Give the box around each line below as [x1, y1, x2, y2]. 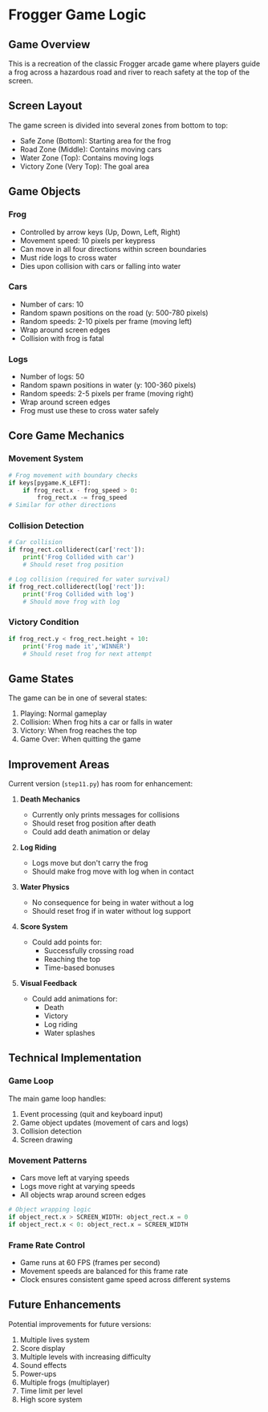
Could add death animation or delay [31, 827, 151, 836]
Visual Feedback [19, 979, 78, 988]
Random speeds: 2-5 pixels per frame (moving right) [19, 389, 194, 399]
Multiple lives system [19, 1334, 90, 1345]
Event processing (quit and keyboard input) [19, 1109, 164, 1118]
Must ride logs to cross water [19, 253, 117, 262]
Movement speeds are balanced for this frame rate [19, 1266, 189, 1276]
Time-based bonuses [43, 963, 115, 972]
